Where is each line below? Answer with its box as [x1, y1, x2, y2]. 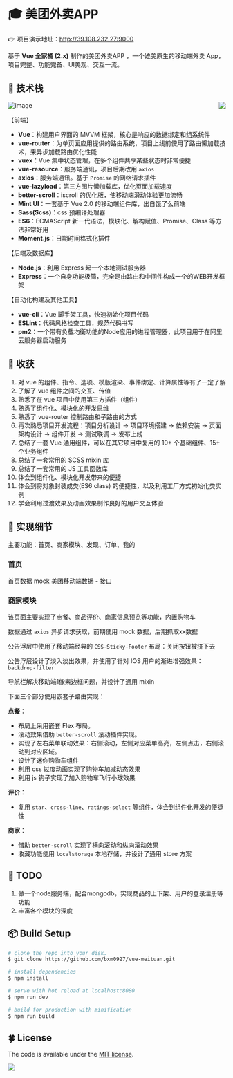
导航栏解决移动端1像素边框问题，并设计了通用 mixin [8, 677, 155, 685]
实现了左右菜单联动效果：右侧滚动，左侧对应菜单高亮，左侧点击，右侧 [17, 738, 218, 747]
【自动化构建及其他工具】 [8, 295, 81, 304]
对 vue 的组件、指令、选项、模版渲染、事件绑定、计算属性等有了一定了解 [17, 378, 226, 386]
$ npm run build [8, 1012, 55, 1020]
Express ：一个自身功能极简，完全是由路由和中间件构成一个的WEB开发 [17, 272, 220, 280]
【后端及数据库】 [8, 248, 57, 257]
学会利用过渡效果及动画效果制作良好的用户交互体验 [17, 499, 164, 507]
